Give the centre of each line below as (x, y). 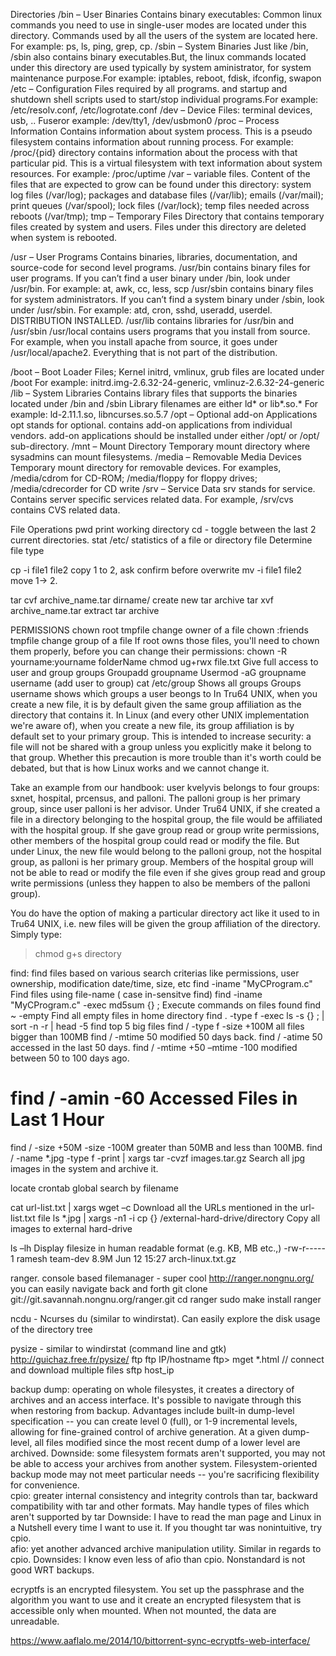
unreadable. (35, 1621)
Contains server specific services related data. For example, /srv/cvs (152, 499)
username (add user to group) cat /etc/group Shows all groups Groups (156, 683)
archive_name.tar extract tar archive (85, 610)
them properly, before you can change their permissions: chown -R (148, 651)
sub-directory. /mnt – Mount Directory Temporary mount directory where (160, 446)
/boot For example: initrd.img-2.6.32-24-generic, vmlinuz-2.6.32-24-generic (167, 382)
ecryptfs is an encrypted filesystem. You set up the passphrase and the (157, 1589)
